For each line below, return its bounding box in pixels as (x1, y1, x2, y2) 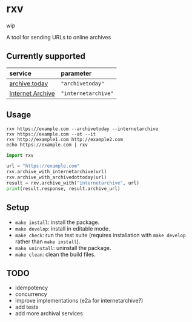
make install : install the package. (15, 218, 100, 226)
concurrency (15, 291, 47, 298)
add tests (15, 303, 39, 310)
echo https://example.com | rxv (6, 142, 88, 148)
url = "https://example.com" (6, 163, 80, 169)
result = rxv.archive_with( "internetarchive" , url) (6, 180, 139, 186)
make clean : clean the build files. (15, 251, 96, 258)
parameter (61, 69, 92, 77)
